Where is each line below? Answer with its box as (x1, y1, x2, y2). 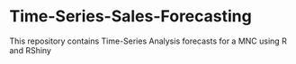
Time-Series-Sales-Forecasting (9, 6, 252, 27)
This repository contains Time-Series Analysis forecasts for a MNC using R (9, 36, 288, 46)
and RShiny (9, 44, 52, 55)
